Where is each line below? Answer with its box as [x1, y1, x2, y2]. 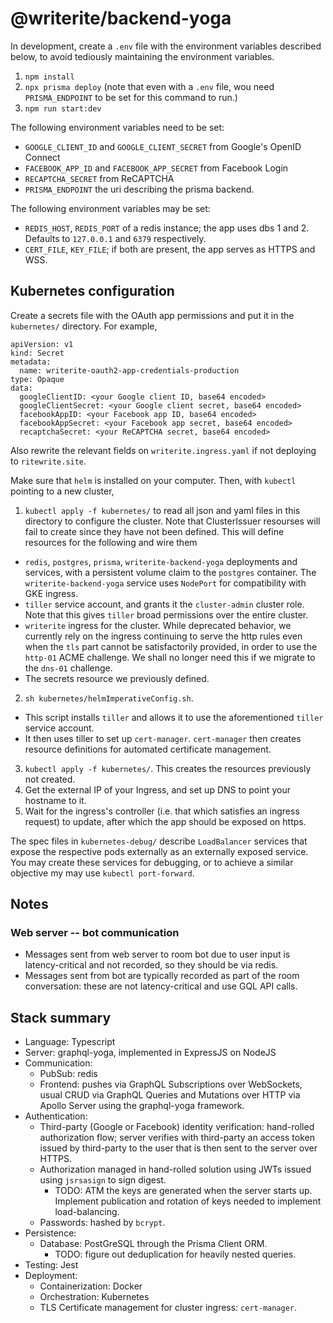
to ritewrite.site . [10, 455, 87, 467]
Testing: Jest [24, 1259, 79, 1271]
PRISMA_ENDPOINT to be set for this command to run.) [24, 91, 238, 103]
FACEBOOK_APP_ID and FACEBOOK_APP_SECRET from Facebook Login [24, 162, 289, 174]
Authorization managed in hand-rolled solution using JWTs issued [39, 1163, 312, 1176]
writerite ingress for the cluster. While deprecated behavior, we [24, 619, 292, 631]
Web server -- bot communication [10, 926, 180, 940]
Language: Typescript [24, 1036, 116, 1048]
